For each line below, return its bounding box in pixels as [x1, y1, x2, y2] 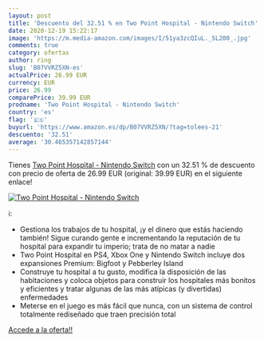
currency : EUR [8, 78, 56, 86]
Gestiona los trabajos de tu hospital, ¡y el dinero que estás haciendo [19, 225, 243, 234]
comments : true [8, 42, 59, 50]
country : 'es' [8, 109, 56, 117]
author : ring [8, 57, 52, 65]
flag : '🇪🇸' [8, 116, 48, 124]
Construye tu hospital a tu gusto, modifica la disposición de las [19, 267, 227, 276]
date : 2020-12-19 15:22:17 [8, 26, 98, 34]
